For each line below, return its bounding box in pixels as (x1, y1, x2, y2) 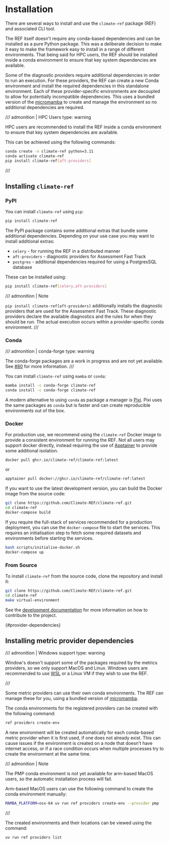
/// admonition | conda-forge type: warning (5, 348, 95, 354)
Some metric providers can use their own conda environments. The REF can (5, 690, 164, 696)
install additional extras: (5, 239, 54, 245)
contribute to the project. (5, 612, 57, 618)
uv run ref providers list (5, 835, 62, 840)
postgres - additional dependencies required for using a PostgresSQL (12, 259, 157, 265)
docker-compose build (5, 509, 51, 515)
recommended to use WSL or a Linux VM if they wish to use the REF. (5, 671, 148, 677)
